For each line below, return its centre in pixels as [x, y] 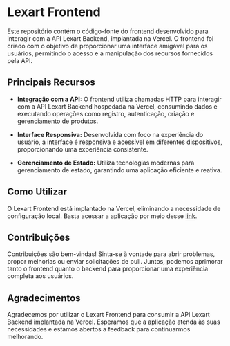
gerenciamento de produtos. [58, 121]
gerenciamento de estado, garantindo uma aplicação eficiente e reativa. [119, 170]
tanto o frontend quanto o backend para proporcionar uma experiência [108, 269]
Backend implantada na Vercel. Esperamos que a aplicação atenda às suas [114, 322]
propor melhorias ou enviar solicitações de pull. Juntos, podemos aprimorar [115, 262]
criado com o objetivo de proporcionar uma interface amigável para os [107, 46]
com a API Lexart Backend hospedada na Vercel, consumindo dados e [117, 106]
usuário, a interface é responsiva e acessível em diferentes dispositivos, [120, 142]
